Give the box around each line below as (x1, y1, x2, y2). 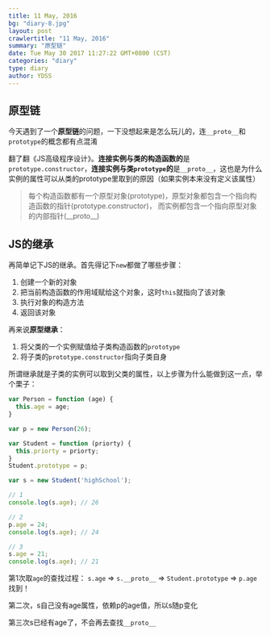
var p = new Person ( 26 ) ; (8, 424, 92, 432)
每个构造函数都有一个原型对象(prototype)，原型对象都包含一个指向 (27, 191, 250, 201)
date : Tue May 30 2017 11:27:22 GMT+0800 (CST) (8, 49, 172, 57)
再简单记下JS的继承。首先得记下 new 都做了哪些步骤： (8, 260, 184, 270)
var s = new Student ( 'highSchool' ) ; (8, 477, 131, 485)
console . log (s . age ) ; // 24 (8, 528, 99, 537)
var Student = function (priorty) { (8, 439, 131, 448)
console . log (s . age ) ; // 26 (8, 499, 99, 507)
